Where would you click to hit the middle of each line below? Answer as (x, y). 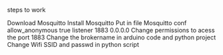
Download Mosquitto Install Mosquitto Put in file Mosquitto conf (97, 23)
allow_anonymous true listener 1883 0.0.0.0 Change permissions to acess (111, 30)
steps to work (26, 10)
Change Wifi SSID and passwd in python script (73, 44)
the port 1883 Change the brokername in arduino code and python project (111, 37)
